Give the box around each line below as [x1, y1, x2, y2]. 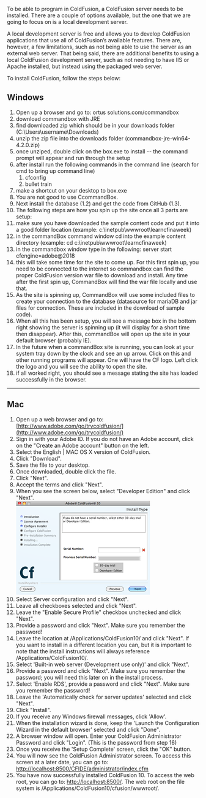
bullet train [24, 180, 53, 188]
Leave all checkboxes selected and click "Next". [15, 602, 137, 609]
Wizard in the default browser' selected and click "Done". [15, 726, 161, 733]
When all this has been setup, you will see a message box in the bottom [15, 317, 196, 324]
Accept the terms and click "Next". [15, 481, 103, 488]
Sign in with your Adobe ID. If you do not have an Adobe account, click [15, 435, 194, 442]
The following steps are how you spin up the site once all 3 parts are [15, 206, 188, 213]
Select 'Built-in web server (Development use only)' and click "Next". [15, 661, 190, 668]
